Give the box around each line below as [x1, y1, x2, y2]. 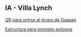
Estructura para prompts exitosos [5, 26, 73, 32]
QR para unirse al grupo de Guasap [5, 17, 77, 22]
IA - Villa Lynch [5, 4, 53, 12]
